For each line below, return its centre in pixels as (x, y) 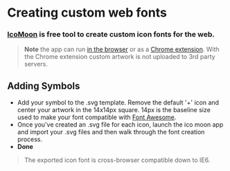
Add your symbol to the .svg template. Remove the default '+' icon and (118, 102)
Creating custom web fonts (87, 13)
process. (30, 139)
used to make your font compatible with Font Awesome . (97, 117)
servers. (36, 64)
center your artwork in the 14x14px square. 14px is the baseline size (114, 110)
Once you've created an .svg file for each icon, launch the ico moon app (120, 125)
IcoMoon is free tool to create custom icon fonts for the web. (111, 35)
